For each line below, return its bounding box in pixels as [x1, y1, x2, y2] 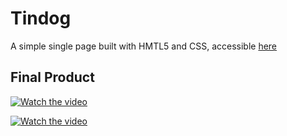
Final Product [10, 69, 95, 86]
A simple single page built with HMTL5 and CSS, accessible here [10, 40, 278, 52]
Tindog [10, 7, 72, 30]
